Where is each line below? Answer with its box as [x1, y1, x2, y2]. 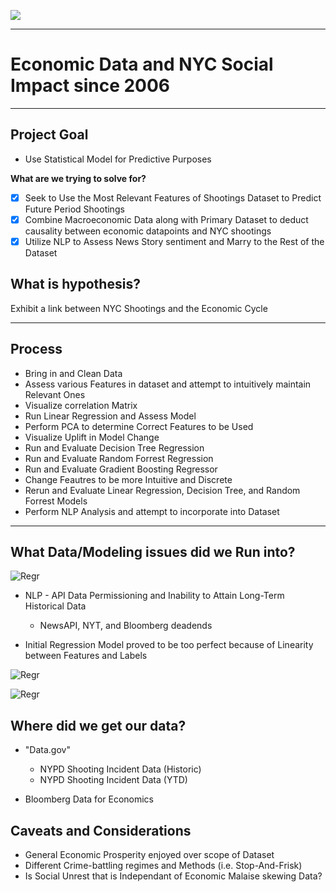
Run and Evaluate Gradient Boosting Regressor [24, 463, 218, 475]
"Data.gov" [24, 744, 71, 756]
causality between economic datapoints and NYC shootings [24, 225, 272, 237]
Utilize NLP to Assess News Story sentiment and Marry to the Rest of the [24, 235, 325, 247]
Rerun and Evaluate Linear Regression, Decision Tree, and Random [24, 484, 301, 496]
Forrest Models [24, 495, 88, 507]
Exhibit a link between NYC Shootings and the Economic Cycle [10, 302, 268, 314]
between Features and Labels [24, 650, 148, 662]
